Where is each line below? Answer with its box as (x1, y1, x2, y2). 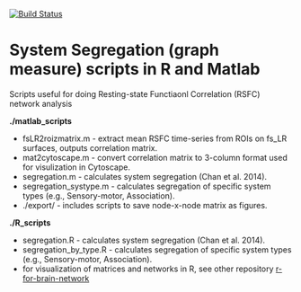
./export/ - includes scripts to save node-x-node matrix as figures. (22, 199, 268, 210)
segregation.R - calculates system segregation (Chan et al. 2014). (22, 234, 266, 245)
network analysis (9, 98, 73, 109)
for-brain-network (22, 272, 90, 283)
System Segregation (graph (9, 40, 220, 60)
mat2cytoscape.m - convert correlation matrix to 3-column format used (22, 152, 288, 163)
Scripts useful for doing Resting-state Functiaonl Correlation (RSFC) (9, 88, 261, 99)
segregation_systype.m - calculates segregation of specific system (22, 181, 271, 191)
